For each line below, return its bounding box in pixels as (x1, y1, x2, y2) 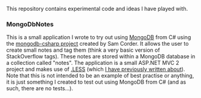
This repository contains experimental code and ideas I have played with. (6, 5, 188, 12)
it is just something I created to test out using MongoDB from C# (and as (6, 78, 187, 86)
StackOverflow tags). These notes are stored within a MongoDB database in (6, 53, 196, 60)
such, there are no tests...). (6, 85, 74, 92)
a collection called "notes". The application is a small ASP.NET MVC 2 (6, 60, 179, 67)
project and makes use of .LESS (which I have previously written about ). (6, 66, 185, 73)
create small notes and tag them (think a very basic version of (6, 46, 160, 54)
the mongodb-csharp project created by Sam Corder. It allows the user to (6, 40, 189, 47)
